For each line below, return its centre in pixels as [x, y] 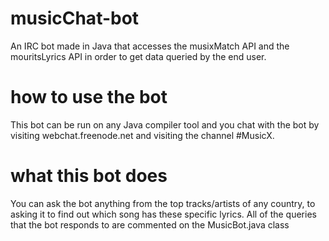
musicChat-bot [75, 18]
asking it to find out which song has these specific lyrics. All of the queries [163, 214]
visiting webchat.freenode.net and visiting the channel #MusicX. [142, 135]
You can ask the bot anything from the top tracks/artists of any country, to [163, 203]
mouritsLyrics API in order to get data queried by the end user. [138, 56]
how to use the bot [89, 97]
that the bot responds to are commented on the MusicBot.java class [150, 224]
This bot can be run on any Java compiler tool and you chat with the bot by [165, 124]
